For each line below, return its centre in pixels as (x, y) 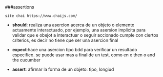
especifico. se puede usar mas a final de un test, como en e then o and (83, 55)
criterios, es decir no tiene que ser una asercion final (65, 40)
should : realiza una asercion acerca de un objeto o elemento (73, 25)
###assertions (20, 7)
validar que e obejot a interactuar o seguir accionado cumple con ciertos (85, 35)
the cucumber (26, 60)
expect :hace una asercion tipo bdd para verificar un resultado (75, 50)
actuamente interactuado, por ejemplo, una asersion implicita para (79, 30)
